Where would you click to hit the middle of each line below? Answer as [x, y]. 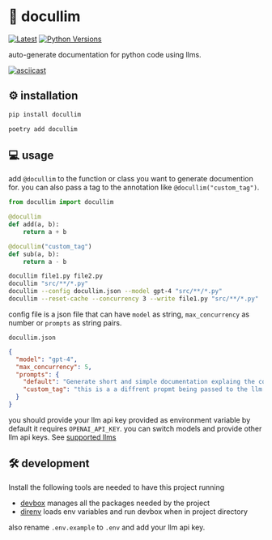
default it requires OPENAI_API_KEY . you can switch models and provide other [135, 428]
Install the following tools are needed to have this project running [117, 487]
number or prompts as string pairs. [65, 322]
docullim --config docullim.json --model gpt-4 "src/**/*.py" [115, 291]
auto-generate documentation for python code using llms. [105, 54]
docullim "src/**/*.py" [49, 284]
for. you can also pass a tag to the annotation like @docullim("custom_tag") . [134, 187]
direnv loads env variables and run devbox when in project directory [134, 511]
